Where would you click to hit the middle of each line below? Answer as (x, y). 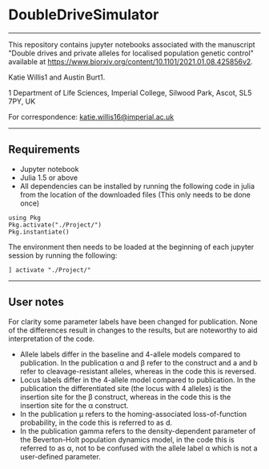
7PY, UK (22, 101)
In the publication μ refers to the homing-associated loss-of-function (133, 414)
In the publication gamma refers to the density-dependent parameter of (138, 430)
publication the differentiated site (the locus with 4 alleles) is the (126, 388)
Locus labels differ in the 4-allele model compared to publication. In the (138, 380)
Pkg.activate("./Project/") (55, 225)
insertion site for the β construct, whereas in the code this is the (125, 397)
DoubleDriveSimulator (84, 15)
